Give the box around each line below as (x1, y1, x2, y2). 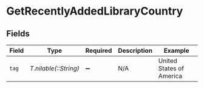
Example (163, 47, 189, 55)
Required (85, 47, 112, 55)
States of (158, 64, 184, 72)
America (158, 72, 183, 80)
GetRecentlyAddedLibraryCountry (6, 4, 183, 18)
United (158, 56, 178, 65)
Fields (6, 29, 30, 39)
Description (118, 47, 153, 55)
